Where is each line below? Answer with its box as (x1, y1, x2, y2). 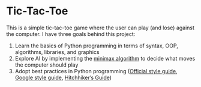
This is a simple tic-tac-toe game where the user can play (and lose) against (6, 24, 195, 31)
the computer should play (14, 61, 79, 68)
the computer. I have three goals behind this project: (6, 30, 136, 37)
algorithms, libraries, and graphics (14, 48, 100, 55)
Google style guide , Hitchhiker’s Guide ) (14, 74, 112, 81)
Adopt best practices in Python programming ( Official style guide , (14, 67, 178, 74)
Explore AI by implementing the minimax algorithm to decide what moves (14, 55, 196, 62)
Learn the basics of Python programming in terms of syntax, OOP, (14, 42, 178, 49)
